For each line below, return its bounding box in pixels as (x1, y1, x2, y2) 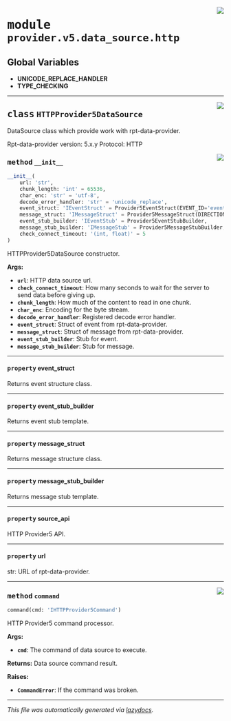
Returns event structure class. (7, 379, 92, 387)
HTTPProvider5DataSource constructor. (7, 249, 120, 258)
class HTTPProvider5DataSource (7, 109, 143, 120)
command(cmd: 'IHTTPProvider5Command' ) (7, 607, 122, 613)
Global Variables (7, 56, 79, 68)
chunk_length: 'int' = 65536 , (19, 185, 107, 192)
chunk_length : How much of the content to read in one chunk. (16, 298, 192, 306)
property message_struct (7, 439, 85, 447)
